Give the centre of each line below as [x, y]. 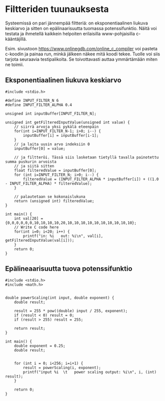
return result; [30, 328]
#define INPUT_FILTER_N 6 [32, 100]
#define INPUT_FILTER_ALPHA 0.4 [39, 105]
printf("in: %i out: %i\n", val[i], [63, 236]
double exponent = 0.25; [40, 346]
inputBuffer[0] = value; [40, 148]
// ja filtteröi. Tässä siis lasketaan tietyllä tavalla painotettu [86, 157]
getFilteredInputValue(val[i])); [40, 240]
